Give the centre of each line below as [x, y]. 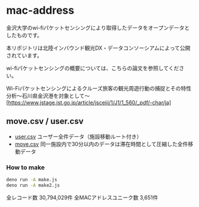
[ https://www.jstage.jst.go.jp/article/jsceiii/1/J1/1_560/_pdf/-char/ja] [89, 102]
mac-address [40, 10]
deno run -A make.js [32, 180]
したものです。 [25, 35]
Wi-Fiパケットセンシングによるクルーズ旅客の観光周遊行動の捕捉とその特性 [99, 88]
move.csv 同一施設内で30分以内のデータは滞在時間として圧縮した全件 [101, 144]
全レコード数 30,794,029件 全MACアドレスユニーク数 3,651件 [82, 197]
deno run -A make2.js [33, 185]
